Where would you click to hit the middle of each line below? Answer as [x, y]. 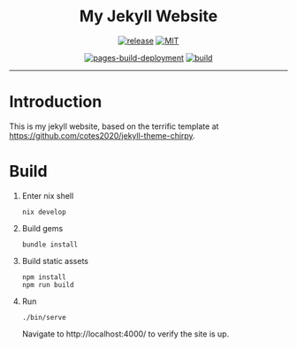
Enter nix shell [48, 195]
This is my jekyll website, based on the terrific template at [114, 126]
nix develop [44, 212]
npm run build [48, 284]
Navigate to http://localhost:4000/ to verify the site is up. [126, 334]
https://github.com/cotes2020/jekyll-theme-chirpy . [103, 135]
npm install [44, 277]
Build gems [42, 228]
